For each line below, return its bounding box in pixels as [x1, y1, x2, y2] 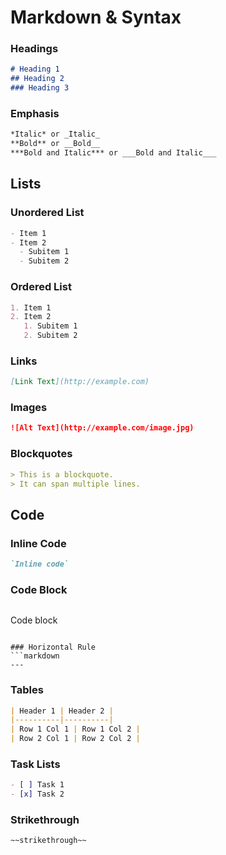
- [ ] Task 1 [10, 780, 65, 790]
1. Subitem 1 [23, 321, 78, 331]
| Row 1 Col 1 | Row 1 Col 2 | [10, 724, 141, 735]
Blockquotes [10, 447, 73, 461]
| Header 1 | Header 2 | [10, 706, 114, 716]
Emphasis [10, 107, 60, 121]
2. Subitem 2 [23, 331, 78, 341]
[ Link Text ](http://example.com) [10, 377, 150, 387]
